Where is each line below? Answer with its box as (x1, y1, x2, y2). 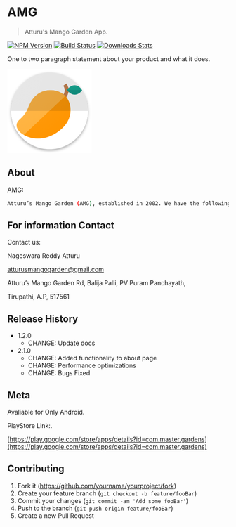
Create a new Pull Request (17, 511, 95, 520)
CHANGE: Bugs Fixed (27, 369, 91, 377)
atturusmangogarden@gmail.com (7, 265, 104, 274)
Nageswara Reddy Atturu (7, 252, 81, 260)
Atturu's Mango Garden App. (24, 27, 108, 36)
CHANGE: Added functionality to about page (27, 354, 157, 363)
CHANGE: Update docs (27, 339, 96, 348)
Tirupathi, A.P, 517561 (7, 292, 70, 301)
